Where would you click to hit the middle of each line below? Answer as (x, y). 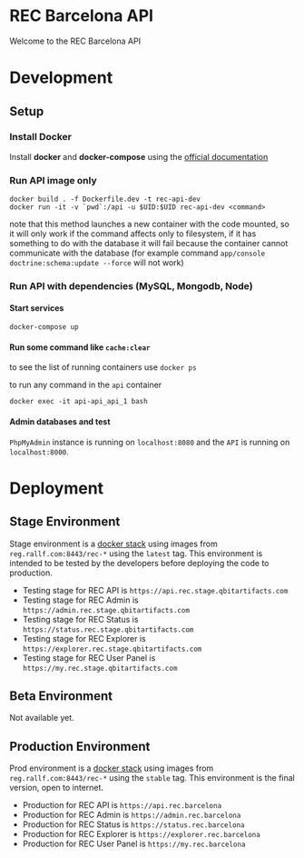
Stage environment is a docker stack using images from (113, 544)
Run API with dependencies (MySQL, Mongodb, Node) (131, 286)
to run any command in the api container (86, 385)
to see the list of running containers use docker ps (103, 367)
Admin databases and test (60, 422)
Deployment (57, 488)
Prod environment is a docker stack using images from (112, 768)
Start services (37, 308)
